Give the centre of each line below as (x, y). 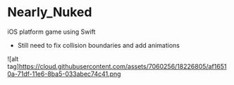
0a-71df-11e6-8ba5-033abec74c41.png (64, 74)
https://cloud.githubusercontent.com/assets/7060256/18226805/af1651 (123, 66)
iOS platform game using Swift (51, 32)
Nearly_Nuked (50, 12)
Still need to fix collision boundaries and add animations (98, 45)
